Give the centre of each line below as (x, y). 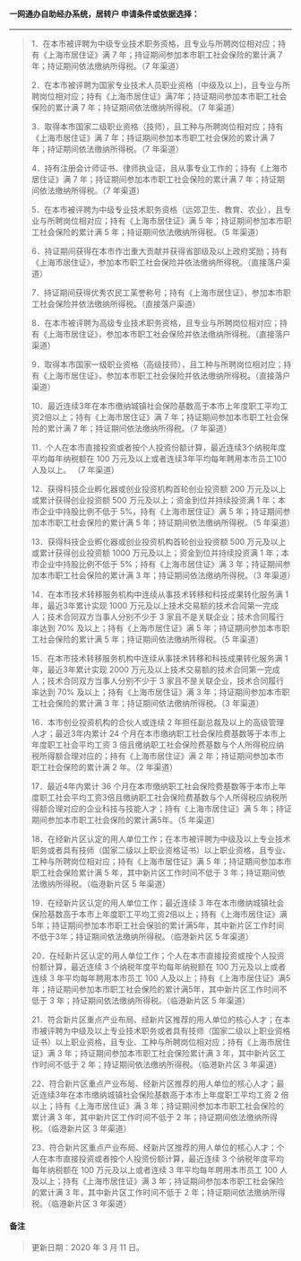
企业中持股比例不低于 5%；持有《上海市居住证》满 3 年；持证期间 (161, 565)
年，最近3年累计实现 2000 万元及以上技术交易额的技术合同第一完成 (155, 670)
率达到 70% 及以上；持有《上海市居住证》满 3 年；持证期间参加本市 (156, 692)
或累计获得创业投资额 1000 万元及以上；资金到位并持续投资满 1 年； (156, 553)
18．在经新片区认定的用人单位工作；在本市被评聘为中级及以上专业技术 (161, 839)
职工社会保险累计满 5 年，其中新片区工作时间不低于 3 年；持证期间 (154, 873)
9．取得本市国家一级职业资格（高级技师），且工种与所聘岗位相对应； (157, 364)
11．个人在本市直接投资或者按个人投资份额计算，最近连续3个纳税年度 (159, 448)
